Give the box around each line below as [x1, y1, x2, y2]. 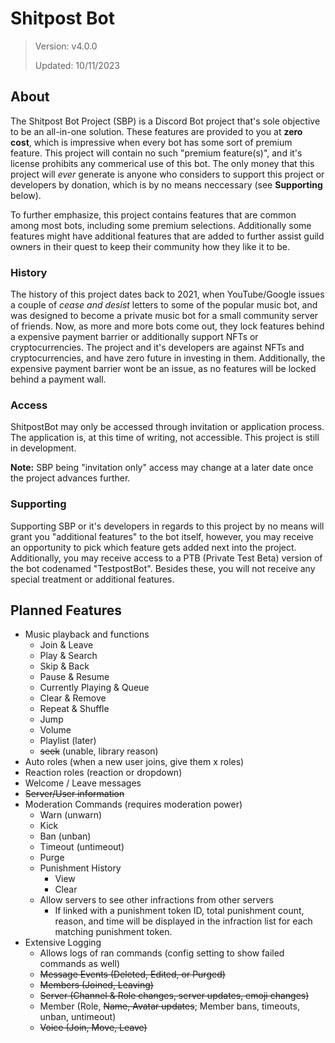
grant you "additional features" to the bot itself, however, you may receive [10, 530, 314, 542]
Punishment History [39, 862, 122, 874]
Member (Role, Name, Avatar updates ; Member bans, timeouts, [39, 1000, 300, 1012]
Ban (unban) [39, 830, 92, 842]
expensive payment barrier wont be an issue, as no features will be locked [10, 363, 317, 375]
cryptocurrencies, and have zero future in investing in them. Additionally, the [10, 352, 326, 364]
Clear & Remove [39, 692, 107, 704]
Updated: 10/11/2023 [34, 59, 120, 71]
